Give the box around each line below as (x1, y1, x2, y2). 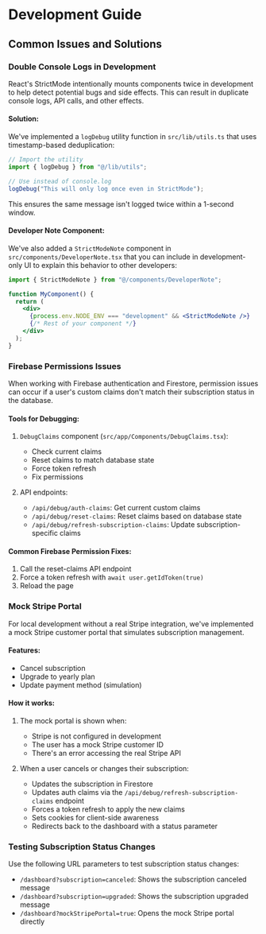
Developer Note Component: (8, 226, 105, 235)
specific (31, 529, 58, 538)
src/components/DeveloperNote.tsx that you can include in (8, 252, 199, 262)
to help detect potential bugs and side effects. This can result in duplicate (8, 87, 249, 97)
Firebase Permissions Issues (8, 360, 121, 371)
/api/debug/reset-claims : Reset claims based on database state (31, 511, 242, 521)
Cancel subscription (19, 663, 86, 672)
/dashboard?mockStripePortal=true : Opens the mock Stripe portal (19, 909, 234, 918)
